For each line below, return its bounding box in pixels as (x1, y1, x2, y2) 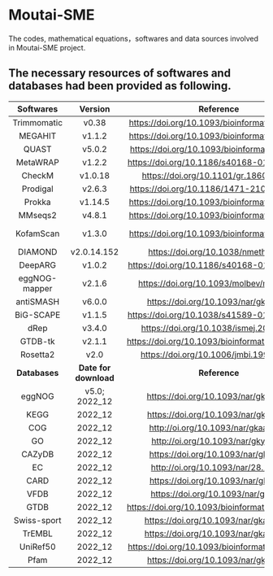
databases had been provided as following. (8, 79, 232, 93)
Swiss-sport (13, 514, 63, 526)
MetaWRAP (15, 156, 59, 168)
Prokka (24, 196, 51, 207)
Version (79, 103, 110, 115)
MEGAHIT (19, 130, 57, 142)
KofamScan (15, 228, 60, 239)
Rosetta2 (19, 348, 55, 360)
